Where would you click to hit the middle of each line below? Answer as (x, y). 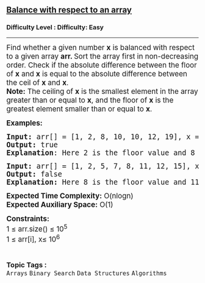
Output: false (34, 174)
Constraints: (28, 218)
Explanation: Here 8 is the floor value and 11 (103, 182)
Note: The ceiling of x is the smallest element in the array (102, 91)
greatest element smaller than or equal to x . (79, 109)
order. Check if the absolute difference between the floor (102, 65)
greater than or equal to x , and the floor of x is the (90, 100)
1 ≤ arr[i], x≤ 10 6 (33, 239)
